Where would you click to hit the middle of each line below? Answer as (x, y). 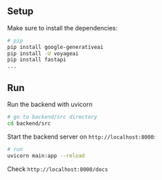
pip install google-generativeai (55, 47)
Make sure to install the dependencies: (62, 28)
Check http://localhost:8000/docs (58, 169)
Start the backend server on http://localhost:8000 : (81, 137)
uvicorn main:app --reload (46, 156)
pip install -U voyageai (43, 53)
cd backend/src (29, 123)
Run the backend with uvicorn (50, 104)
